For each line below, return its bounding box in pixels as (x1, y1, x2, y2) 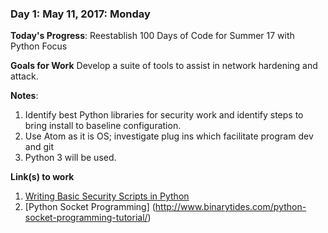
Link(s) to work (10, 171, 75, 183)
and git (24, 141, 54, 153)
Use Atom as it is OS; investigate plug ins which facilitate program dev (24, 130, 314, 142)
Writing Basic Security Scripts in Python (24, 190, 190, 202)
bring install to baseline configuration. (24, 120, 182, 132)
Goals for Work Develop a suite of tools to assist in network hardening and (10, 60, 318, 72)
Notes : (10, 90, 39, 102)
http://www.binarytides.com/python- (154, 201, 307, 213)
